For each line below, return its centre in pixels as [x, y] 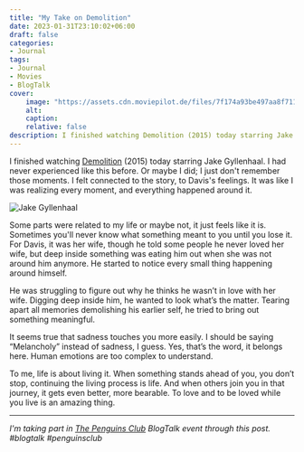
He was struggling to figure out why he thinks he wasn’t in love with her [142, 290]
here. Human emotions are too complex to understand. [111, 356]
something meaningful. [52, 319]
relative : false [57, 127]
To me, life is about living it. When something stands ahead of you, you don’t [152, 373]
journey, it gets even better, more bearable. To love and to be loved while [145, 392]
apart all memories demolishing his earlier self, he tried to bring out [134, 309]
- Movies [26, 77]
